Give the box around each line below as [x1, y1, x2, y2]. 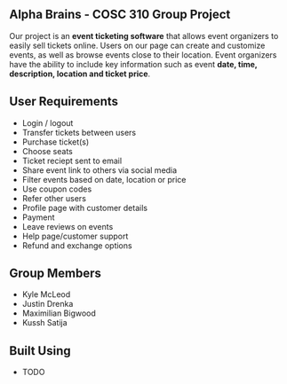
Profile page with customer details [21, 202, 148, 213]
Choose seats [21, 145, 73, 156]
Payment [21, 212, 55, 223]
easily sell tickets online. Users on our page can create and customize [9, 40, 266, 51]
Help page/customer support [21, 231, 129, 241]
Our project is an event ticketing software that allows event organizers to [9, 30, 279, 41]
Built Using [9, 343, 71, 358]
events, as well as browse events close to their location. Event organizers [9, 49, 277, 60]
